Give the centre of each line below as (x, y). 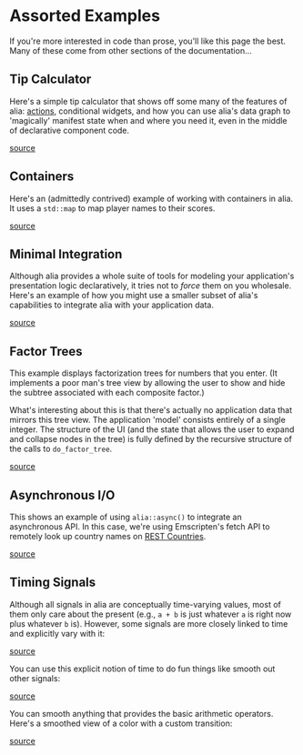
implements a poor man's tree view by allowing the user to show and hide (147, 383)
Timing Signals (53, 583)
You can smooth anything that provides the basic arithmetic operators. (141, 713)
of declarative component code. (70, 130)
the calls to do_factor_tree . (61, 449)
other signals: (35, 678)
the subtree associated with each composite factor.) (107, 393)
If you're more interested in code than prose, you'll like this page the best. (148, 41)
